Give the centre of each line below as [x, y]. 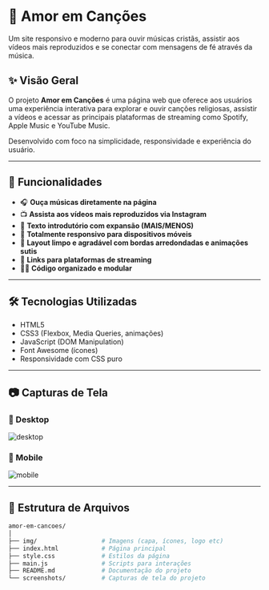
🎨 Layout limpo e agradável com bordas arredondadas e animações [134, 243]
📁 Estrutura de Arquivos [69, 508]
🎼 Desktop [29, 419]
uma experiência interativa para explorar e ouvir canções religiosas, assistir [133, 108]
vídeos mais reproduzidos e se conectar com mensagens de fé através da [130, 46]
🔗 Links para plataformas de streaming [86, 259]
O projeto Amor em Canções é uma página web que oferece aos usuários [130, 100]
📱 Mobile [26, 457]
